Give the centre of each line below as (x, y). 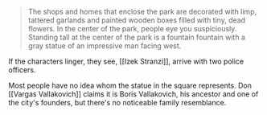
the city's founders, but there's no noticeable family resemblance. (117, 103)
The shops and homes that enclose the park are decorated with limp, (142, 12)
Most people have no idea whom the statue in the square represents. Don (130, 85)
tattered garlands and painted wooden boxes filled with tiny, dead (137, 20)
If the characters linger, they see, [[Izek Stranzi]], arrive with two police (126, 61)
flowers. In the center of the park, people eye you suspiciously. (132, 29)
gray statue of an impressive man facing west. (105, 46)
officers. (22, 70)
